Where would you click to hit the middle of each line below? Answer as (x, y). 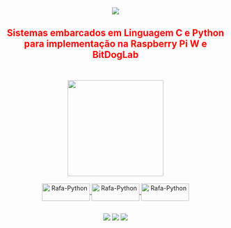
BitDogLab (115, 55)
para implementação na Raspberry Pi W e (115, 44)
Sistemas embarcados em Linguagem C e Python (115, 32)
